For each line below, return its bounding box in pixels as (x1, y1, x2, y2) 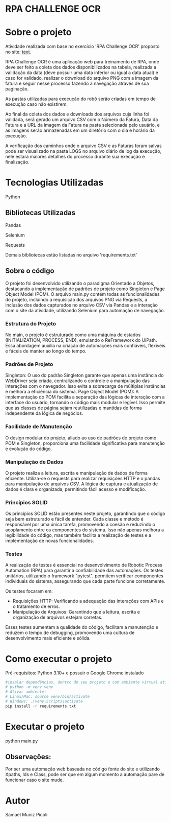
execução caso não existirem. (5, 101, 68, 107)
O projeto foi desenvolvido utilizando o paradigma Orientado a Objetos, (5, 280, 155, 286)
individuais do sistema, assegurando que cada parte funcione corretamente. (5, 578, 165, 584)
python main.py (5, 738, 38, 744)
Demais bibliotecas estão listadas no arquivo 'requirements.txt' (5, 251, 137, 258)
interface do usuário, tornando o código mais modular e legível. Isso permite (5, 400, 165, 406)
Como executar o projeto (5, 653, 112, 665)
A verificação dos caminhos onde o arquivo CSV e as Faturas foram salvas (5, 143, 162, 149)
